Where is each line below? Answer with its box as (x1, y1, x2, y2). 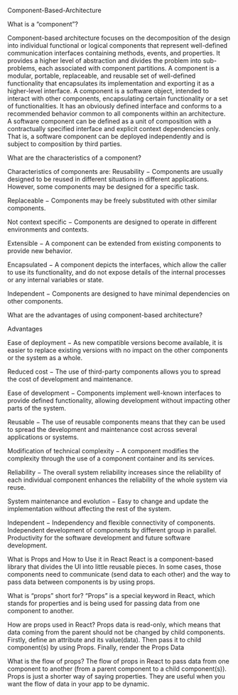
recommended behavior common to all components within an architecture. (7, 110, 226, 118)
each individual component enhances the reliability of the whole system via (7, 475, 228, 484)
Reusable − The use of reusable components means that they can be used (7, 418, 226, 426)
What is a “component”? (7, 20, 78, 28)
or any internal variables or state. (7, 276, 104, 284)
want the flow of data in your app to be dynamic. (7, 680, 150, 688)
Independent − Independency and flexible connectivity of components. (7, 518, 215, 527)
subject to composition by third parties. (7, 140, 122, 148)
